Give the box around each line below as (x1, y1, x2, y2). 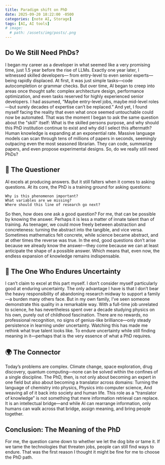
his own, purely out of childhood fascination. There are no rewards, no (5, 312, 148, 318)
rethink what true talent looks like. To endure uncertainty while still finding (5, 328, 156, 334)
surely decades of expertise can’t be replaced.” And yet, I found (17, 103, 147, 109)
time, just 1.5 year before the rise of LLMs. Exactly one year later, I (5, 67, 139, 73)
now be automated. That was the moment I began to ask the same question (5, 114, 159, 120)
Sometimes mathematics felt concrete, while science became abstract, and (5, 232, 159, 238)
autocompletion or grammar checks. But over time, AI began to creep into (5, 83, 155, 89)
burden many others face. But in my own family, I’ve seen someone (13, 296, 150, 302)
